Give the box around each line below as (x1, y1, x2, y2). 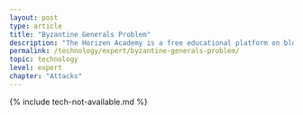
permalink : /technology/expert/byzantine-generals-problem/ (9, 47, 241, 56)
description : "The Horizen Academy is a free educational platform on (9, 38, 280, 48)
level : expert (9, 64, 63, 73)
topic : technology (9, 55, 78, 64)
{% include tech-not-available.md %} (9, 96, 148, 107)
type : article (9, 22, 63, 31)
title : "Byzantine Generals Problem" (9, 30, 151, 39)
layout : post (9, 13, 59, 22)
